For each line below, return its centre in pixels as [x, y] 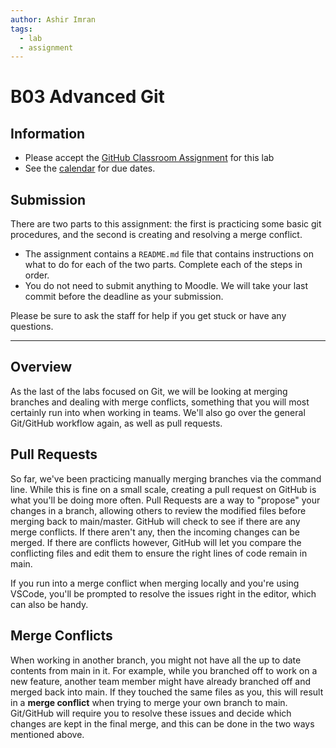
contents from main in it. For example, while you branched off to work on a [164, 670]
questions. [32, 327]
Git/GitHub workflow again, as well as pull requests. [116, 423]
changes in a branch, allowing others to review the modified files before [158, 510]
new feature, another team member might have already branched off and [161, 681]
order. [37, 275]
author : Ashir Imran [53, 19]
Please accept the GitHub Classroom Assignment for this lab [149, 158]
